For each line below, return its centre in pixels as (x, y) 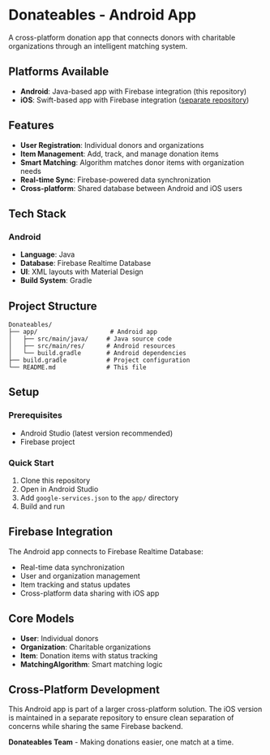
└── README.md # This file (78, 367)
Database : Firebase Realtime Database (86, 263)
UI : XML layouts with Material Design (81, 272)
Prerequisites (35, 415)
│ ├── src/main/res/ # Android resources (92, 346)
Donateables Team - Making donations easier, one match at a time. (121, 742)
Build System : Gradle (56, 280)
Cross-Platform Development (84, 690)
